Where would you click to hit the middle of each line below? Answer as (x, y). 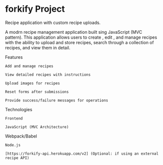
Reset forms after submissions (37, 92)
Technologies (19, 109)
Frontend (14, 118)
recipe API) (17, 158)
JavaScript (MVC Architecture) (37, 127)
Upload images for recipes (33, 83)
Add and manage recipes (29, 66)
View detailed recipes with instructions (48, 74)
